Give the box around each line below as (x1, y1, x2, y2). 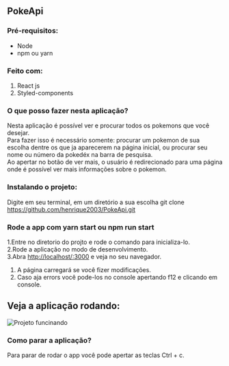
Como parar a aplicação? (7, 335, 92, 345)
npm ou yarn (16, 49, 53, 57)
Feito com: (7, 66, 43, 75)
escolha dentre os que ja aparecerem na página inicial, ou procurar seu (7, 143, 208, 151)
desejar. (7, 129, 29, 137)
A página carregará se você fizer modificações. (16, 265, 152, 273)
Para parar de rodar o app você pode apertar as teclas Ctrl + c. (7, 351, 185, 359)
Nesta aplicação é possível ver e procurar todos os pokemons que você (7, 121, 210, 130)
